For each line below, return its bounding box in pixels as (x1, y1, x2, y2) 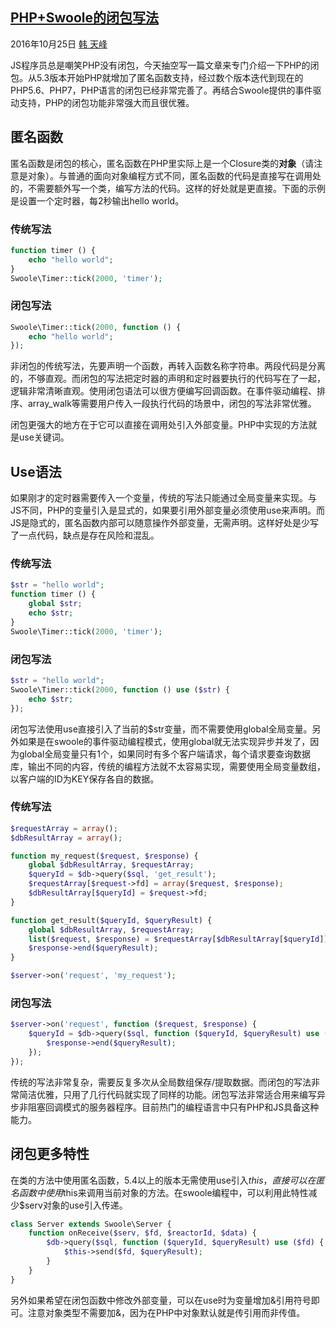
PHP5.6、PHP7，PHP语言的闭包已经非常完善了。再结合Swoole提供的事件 (10, 84, 313, 96)
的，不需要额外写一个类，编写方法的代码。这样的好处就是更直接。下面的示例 (10, 182, 326, 194)
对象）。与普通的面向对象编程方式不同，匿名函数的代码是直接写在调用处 (27, 169, 322, 182)
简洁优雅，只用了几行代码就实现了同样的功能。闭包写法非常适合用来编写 (18, 1088, 317, 1100)
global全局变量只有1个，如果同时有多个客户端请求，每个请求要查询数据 (18, 748, 312, 760)
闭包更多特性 (10, 1146, 90, 1163)
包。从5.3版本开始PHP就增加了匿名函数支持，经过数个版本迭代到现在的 (10, 71, 304, 83)
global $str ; (28, 599, 83, 609)
